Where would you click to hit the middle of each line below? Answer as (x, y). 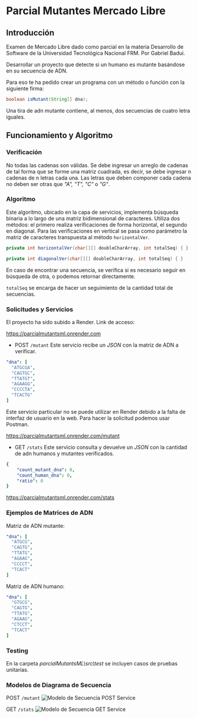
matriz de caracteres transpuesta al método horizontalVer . (78, 237)
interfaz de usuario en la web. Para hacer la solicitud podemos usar (88, 418)
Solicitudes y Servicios (40, 309)
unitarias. (17, 670)
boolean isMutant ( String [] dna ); (47, 99)
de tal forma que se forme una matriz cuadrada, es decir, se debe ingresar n (99, 171)
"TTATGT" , (23, 378)
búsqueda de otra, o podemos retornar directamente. (71, 276)
